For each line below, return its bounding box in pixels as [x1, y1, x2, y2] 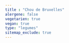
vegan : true [5, 21, 29, 26]
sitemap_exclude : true [5, 30, 51, 35]
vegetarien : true [5, 16, 41, 21]
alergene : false [5, 12, 38, 17]
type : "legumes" [5, 26, 38, 31]
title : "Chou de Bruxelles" [5, 7, 65, 12]
